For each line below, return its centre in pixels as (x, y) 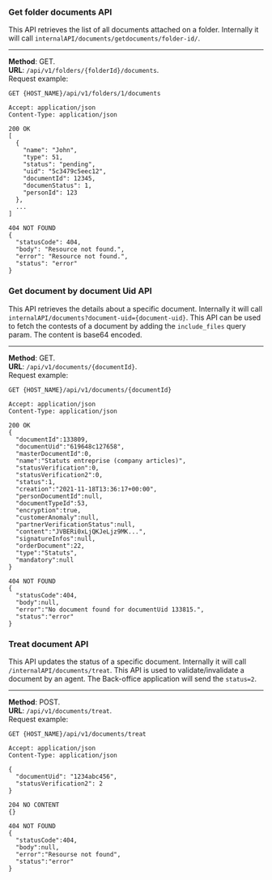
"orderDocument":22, (50, 546)
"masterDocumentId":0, (54, 453)
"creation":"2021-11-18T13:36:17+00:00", (87, 489)
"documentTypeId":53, (52, 503)
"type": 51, (43, 157)
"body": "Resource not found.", (70, 249)
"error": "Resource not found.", (72, 257)
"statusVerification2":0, (59, 475)
